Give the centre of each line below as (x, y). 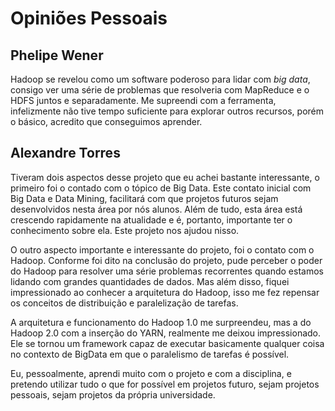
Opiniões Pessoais (89, 18)
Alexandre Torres (65, 153)
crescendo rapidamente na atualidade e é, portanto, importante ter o (151, 219)
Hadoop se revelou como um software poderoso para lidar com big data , (160, 79)
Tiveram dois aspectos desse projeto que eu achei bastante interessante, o (165, 177)
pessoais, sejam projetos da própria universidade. (113, 394)
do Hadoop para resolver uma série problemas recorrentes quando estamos (167, 271)
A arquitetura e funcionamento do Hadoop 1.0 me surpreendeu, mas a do (161, 322)
